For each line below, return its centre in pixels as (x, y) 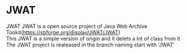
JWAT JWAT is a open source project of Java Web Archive (77, 26)
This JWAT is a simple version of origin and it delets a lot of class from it (93, 38)
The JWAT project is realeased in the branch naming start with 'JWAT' (90, 45)
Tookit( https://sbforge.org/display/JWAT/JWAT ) (63, 32)
